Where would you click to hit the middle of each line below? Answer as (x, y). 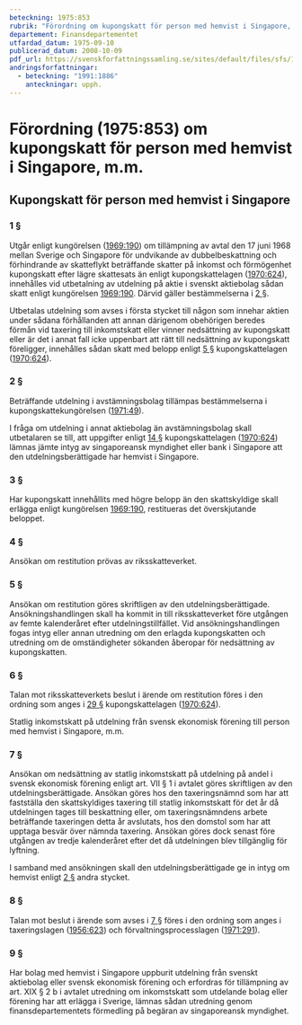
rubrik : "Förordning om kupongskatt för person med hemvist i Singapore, (151, 26)
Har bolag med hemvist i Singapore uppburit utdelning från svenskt (133, 972)
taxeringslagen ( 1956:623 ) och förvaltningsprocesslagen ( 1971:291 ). (135, 930)
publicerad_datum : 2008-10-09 (66, 51)
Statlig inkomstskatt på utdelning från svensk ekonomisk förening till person (150, 721)
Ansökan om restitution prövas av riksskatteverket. (103, 561)
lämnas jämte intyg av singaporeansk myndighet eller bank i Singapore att (146, 446)
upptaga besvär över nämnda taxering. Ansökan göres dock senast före (142, 831)
